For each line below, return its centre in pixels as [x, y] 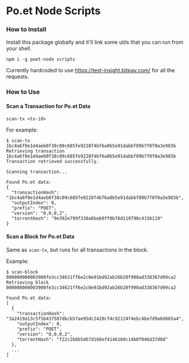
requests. [18, 77]
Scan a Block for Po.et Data [40, 237]
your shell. [19, 49]
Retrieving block [28, 282]
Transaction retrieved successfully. [53, 161]
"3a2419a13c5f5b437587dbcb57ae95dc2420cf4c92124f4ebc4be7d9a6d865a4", [95, 319]
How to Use [23, 92]
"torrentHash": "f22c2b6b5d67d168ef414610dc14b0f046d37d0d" [92, 339]
